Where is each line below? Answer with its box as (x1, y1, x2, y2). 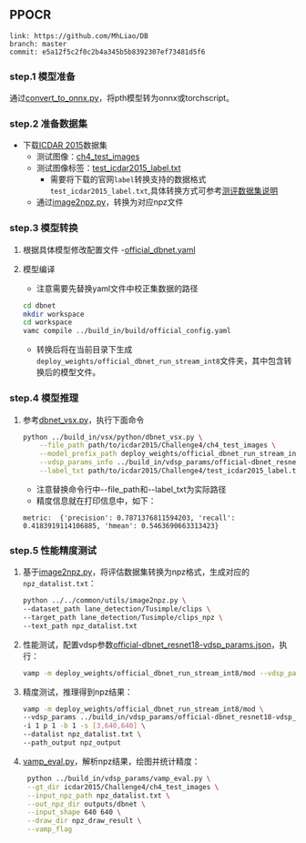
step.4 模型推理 (9, 391, 79, 404)
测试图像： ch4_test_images (36, 151, 140, 162)
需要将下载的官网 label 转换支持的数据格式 (49, 174, 207, 185)
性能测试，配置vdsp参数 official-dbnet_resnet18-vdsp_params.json (22, 639, 271, 650)
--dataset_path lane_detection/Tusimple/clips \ (22, 604, 211, 614)
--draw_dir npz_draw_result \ (26, 817, 142, 826)
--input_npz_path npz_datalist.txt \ (26, 791, 170, 800)
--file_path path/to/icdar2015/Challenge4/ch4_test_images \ (39, 441, 276, 450)
